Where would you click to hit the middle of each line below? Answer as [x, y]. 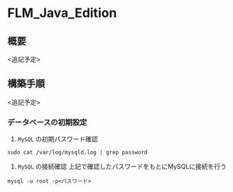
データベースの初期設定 [47, 122]
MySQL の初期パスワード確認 [58, 139]
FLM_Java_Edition [62, 13]
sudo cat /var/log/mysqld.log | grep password [77, 153]
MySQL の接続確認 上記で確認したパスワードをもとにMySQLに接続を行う [122, 166]
